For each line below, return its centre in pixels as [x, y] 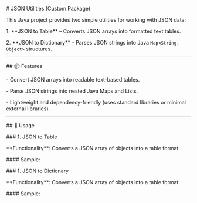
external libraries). [28, 109]
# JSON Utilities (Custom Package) [48, 9]
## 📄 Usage [21, 125]
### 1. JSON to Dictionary [38, 171]
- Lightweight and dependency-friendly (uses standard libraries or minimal [96, 102]
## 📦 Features [24, 66]
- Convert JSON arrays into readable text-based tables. [73, 79]
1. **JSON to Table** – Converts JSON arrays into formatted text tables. [94, 31]
